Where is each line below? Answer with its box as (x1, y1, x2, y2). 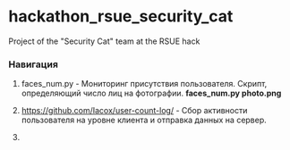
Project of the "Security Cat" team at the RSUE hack (8, 36, 200, 46)
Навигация (8, 58, 59, 71)
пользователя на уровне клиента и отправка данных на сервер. (21, 114, 268, 126)
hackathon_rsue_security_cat (8, 6, 234, 27)
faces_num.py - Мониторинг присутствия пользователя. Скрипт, (21, 79, 268, 89)
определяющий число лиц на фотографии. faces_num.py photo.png (21, 87, 282, 99)
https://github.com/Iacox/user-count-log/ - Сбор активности (21, 105, 248, 116)
